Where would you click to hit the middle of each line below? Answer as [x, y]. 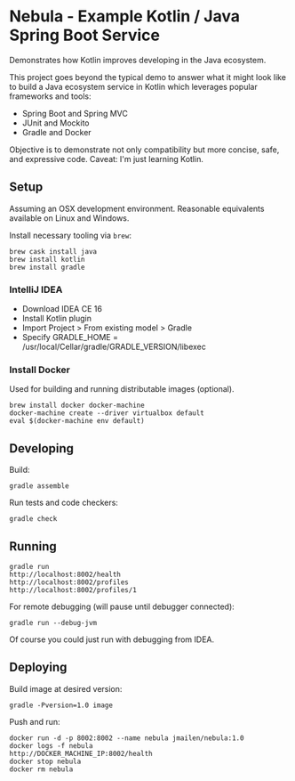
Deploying [38, 667]
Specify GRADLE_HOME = [70, 338]
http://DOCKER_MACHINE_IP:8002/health [81, 753]
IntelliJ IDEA [36, 289]
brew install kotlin [48, 259]
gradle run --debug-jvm [53, 622]
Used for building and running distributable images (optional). [122, 389]
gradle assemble [39, 486]
